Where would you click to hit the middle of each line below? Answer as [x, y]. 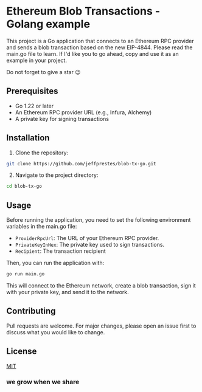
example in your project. [37, 60]
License [22, 352]
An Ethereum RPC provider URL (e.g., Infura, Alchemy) [83, 112]
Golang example [48, 24]
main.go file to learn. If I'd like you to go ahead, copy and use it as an [93, 53]
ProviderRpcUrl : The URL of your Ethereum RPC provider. [87, 238]
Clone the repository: [42, 153]
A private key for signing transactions [62, 119]
